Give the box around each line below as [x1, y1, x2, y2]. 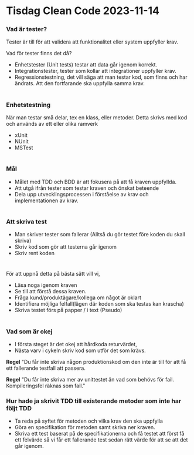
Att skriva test [6, 218, 47, 226]
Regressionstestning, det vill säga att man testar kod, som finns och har [14, 73, 188, 81]
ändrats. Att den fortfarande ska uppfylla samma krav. [14, 80, 145, 87]
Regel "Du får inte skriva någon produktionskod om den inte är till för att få [6, 358, 186, 365]
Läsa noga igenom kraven [14, 282, 77, 289]
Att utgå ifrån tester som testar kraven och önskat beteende [14, 184, 159, 192]
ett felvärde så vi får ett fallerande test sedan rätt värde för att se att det [14, 436, 188, 443]
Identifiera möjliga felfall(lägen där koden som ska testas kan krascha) [14, 300, 185, 307]
